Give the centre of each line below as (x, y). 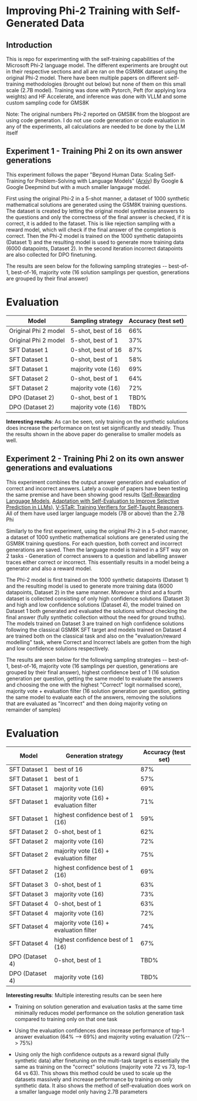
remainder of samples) (33, 709)
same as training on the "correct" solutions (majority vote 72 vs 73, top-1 (102, 1066)
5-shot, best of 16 (96, 331)
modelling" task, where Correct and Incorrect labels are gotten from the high (98, 642)
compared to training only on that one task (66, 1019)
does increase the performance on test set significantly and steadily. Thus (96, 427)
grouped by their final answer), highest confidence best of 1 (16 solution (93, 672)
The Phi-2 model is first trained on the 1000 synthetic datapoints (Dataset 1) (97, 580)
